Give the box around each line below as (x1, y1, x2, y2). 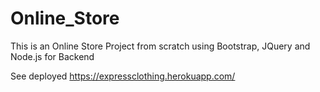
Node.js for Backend (10, 50, 95, 62)
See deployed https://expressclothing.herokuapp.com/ (10, 70, 236, 82)
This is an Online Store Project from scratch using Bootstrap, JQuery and (10, 40, 311, 52)
